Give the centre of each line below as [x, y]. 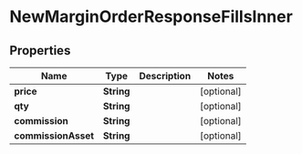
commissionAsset [54, 136]
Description [165, 76]
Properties [40, 51]
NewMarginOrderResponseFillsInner [151, 17]
